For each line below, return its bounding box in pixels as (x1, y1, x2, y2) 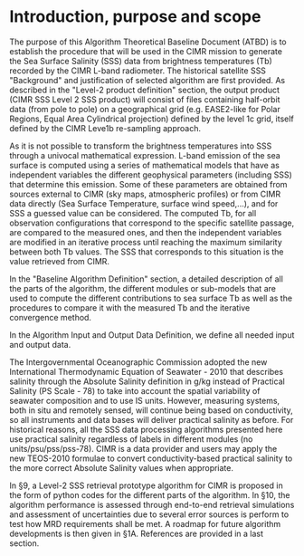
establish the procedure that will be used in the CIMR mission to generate (9, 45, 283, 56)
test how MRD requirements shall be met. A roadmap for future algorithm (9, 518, 281, 529)
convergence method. (9, 312, 92, 322)
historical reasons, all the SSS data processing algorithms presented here (9, 424, 283, 435)
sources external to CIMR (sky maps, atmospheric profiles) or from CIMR (9, 188, 281, 199)
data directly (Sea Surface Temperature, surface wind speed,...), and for (9, 197, 279, 209)
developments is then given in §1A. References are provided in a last (9, 528, 264, 539)
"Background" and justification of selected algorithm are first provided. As (9, 74, 286, 85)
